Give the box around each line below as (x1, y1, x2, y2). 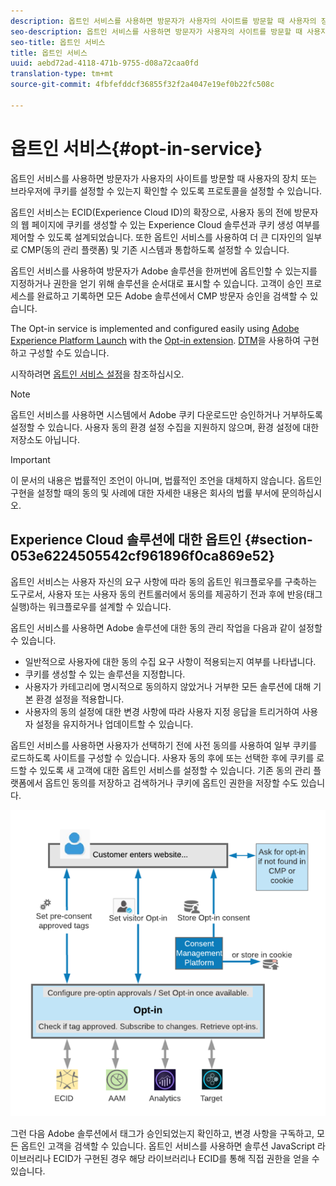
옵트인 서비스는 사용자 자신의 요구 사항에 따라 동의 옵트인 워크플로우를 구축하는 (10, 575, 318, 587)
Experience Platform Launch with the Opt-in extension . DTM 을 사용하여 (10, 334, 301, 346)
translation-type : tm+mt (10, 69, 114, 79)
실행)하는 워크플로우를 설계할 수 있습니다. (10, 600, 172, 612)
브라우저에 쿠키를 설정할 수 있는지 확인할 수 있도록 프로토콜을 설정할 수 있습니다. (10, 185, 323, 197)
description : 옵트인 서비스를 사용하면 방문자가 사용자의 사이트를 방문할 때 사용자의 (10, 16, 317, 26)
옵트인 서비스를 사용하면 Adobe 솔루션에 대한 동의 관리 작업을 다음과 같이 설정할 (10, 621, 323, 634)
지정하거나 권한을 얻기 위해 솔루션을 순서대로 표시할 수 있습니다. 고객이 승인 (10, 277, 304, 289)
